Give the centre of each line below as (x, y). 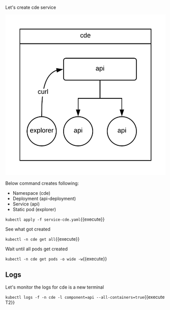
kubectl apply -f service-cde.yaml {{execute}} (55, 219)
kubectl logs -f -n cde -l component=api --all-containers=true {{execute (85, 297)
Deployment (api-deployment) (44, 199)
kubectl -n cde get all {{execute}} (42, 239)
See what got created (28, 229)
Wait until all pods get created (36, 249)
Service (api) (26, 204)
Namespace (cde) (32, 193)
